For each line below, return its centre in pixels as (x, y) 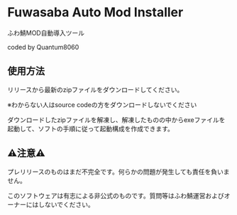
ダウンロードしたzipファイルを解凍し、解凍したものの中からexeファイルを (116, 120)
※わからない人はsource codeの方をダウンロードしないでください (102, 104)
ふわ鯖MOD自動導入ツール (46, 33)
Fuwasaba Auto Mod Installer (95, 12)
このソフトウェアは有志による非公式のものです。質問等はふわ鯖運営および (116, 195)
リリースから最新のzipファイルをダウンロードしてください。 (95, 89)
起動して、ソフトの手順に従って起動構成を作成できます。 (90, 128)
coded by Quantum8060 (43, 47)
